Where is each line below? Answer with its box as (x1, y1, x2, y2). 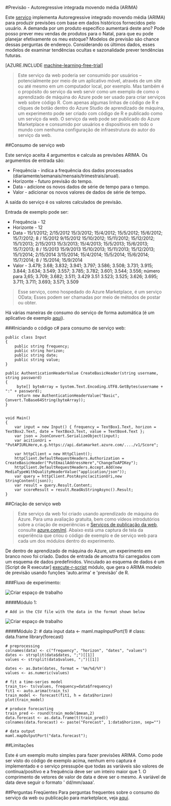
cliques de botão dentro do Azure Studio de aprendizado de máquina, (17, 105, 165, 111)
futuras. (5, 52, 22, 58)
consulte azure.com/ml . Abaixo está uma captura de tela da (17, 527, 143, 533)
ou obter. (17, 300, 37, 305)
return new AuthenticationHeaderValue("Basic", (16, 393, 120, 398)
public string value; (14, 357, 60, 362)
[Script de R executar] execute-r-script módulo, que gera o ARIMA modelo (5, 564, 162, 570)
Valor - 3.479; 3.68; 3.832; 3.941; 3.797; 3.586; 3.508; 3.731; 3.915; (12, 262, 153, 268)
